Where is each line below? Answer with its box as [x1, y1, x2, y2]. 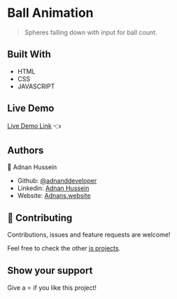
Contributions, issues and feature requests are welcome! [7, 230, 171, 239]
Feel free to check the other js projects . [7, 244, 121, 253]
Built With [7, 48, 51, 60]
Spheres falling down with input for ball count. [24, 28, 157, 36]
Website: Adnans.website [17, 192, 91, 200]
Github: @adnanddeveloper [17, 177, 97, 185]
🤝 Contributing [7, 212, 73, 224]
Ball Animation [7, 5, 94, 21]
